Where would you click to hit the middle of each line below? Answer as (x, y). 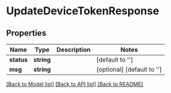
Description (74, 50)
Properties (26, 33)
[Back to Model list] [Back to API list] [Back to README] (75, 84)
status (19, 60)
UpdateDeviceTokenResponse (83, 11)
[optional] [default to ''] (129, 69)
